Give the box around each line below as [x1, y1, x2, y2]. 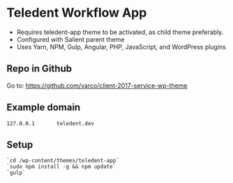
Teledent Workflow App [6, 5, 147, 21]
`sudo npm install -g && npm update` [6, 164, 116, 170]
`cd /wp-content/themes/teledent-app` [6, 157, 119, 164]
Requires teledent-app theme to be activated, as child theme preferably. [16, 28, 224, 36]
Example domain [6, 102, 81, 113]
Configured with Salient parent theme [16, 35, 125, 43]
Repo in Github [6, 63, 73, 74]
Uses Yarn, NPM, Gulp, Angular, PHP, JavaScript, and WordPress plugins [16, 42, 226, 51]
